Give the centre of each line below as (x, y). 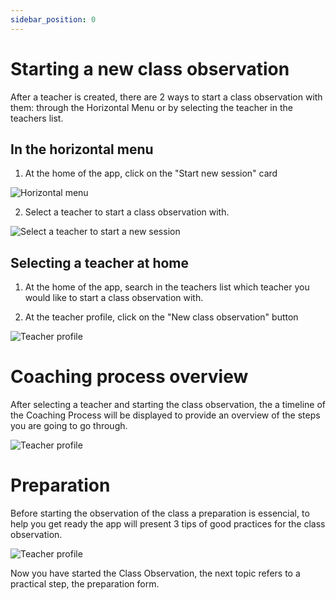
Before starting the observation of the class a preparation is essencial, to (160, 513)
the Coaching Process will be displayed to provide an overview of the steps (165, 415)
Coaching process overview (129, 377)
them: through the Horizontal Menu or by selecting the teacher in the (151, 107)
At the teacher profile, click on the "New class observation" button (161, 317)
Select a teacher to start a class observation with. (127, 212)
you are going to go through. (69, 426)
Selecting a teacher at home (100, 262)
